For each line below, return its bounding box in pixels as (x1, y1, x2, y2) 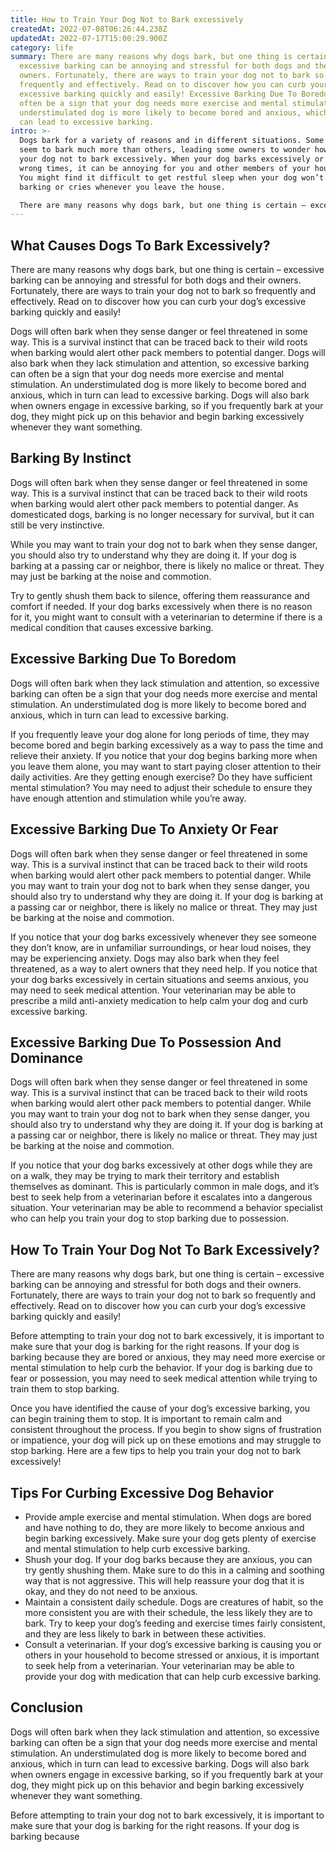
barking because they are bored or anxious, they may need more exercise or (10, 1351, 326, 1363)
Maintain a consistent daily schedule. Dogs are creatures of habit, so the (24, 1596, 324, 1608)
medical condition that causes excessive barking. (10, 621, 214, 633)
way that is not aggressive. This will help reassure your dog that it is (24, 1574, 305, 1586)
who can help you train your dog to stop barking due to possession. (10, 1212, 290, 1225)
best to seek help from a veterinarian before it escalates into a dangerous (10, 1191, 313, 1203)
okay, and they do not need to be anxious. (24, 1585, 198, 1597)
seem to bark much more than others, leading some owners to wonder (19, 145, 311, 155)
